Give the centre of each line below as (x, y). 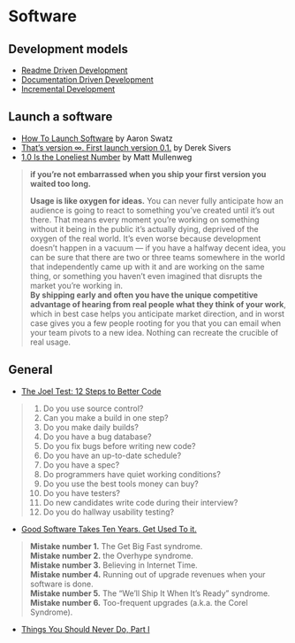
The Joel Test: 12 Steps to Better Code (91, 391)
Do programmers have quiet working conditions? (132, 474)
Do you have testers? (82, 492)
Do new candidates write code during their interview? (140, 502)
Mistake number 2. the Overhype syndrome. (111, 555)
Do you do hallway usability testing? (108, 512)
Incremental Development (68, 89)
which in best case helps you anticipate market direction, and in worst (157, 314)
